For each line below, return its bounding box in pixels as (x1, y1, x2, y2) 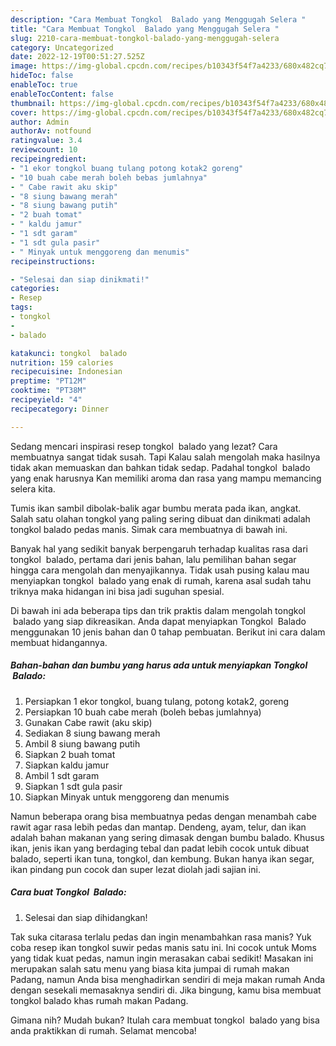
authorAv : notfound (10, 126, 92, 136)
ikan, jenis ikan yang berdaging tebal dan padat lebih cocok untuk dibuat (10, 842, 310, 854)
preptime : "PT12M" (10, 376, 87, 386)
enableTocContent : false (10, 89, 114, 99)
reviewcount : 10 (10, 145, 78, 155)
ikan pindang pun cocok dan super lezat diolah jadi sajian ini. (10, 863, 261, 875)
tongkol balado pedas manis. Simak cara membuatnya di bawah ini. (10, 523, 288, 535)
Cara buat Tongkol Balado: (10, 886, 127, 898)
